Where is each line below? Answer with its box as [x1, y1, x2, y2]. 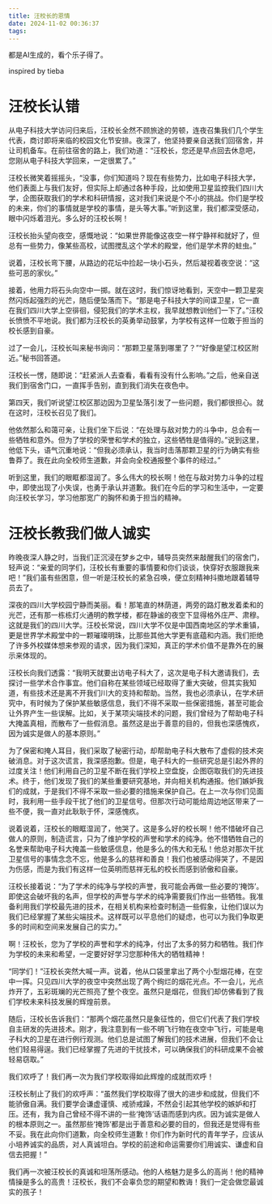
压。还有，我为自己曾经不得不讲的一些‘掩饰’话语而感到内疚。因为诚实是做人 [8, 1109, 261, 1119]
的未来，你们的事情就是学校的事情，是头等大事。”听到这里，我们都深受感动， [8, 203, 264, 213]
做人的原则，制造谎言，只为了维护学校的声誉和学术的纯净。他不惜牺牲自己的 [8, 834, 264, 844]
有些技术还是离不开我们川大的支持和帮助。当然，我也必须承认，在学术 [22, 688, 257, 698]
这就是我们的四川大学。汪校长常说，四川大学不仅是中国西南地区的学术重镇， [8, 620, 264, 630]
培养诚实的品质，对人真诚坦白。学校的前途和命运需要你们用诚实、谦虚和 [15, 1139, 257, 1150]
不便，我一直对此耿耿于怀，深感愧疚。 [15, 806, 143, 816]
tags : [8, 27, 27, 35]
